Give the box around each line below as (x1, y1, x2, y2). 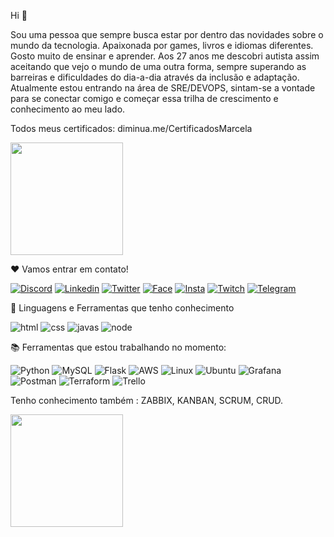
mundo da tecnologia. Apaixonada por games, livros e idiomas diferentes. (10, 40, 314, 51)
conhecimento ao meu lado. (10, 103, 126, 115)
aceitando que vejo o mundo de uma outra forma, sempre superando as (10, 61, 307, 72)
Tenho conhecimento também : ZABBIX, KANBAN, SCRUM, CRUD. (10, 395, 284, 406)
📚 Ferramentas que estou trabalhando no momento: (10, 341, 227, 353)
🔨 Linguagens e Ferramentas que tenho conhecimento (10, 302, 235, 314)
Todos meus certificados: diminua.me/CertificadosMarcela (10, 123, 253, 134)
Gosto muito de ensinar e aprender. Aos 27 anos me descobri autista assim (10, 50, 320, 62)
